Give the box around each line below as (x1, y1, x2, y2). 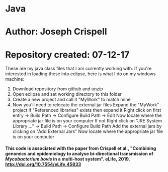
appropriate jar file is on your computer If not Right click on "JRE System (12, 118, 162, 124)
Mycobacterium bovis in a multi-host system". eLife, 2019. (5, 156, 130, 162)
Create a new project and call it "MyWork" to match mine (12, 96, 131, 103)
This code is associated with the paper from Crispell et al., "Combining (5, 145, 156, 151)
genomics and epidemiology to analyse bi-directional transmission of (5, 150, 153, 156)
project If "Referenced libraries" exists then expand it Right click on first (12, 107, 161, 113)
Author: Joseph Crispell (5, 26, 107, 38)
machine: (5, 76, 25, 82)
